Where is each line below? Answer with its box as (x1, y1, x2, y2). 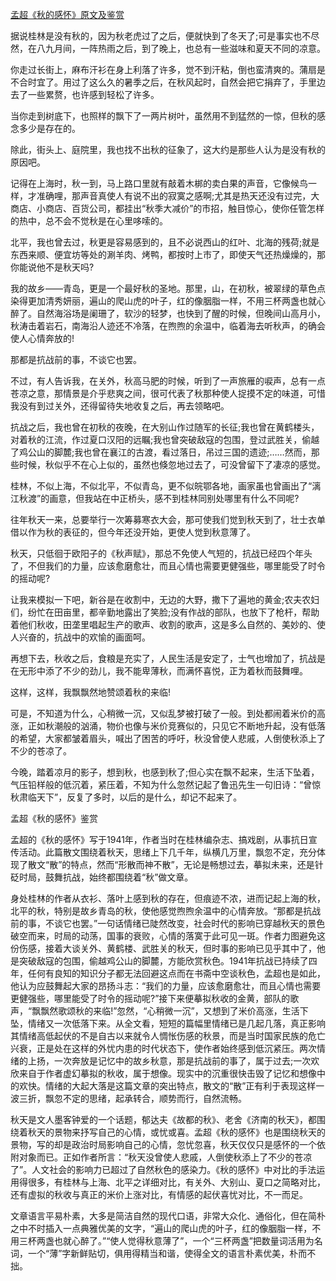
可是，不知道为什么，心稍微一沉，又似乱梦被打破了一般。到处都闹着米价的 (10, 708, 317, 719)
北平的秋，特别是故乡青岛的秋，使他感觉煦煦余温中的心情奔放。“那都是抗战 (10, 905, 322, 917)
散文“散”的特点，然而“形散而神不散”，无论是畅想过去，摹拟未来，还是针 (27, 859, 324, 870)
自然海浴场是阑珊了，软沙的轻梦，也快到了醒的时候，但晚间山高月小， (36, 308, 326, 319)
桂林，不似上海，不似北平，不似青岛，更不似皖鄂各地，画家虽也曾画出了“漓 (10, 480, 322, 492)
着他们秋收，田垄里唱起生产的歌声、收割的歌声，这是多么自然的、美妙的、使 (10, 619, 326, 630)
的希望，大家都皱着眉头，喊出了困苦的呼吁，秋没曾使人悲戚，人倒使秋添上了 (10, 733, 326, 744)
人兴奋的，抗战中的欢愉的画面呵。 (10, 631, 151, 643)
